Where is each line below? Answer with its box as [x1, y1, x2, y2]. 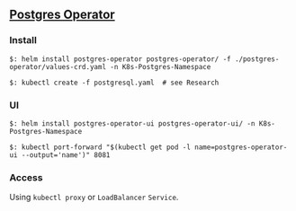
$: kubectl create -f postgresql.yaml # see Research [9, 78, 220, 87]
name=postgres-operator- [194, 143, 288, 152]
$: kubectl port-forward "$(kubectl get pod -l [9, 143, 192, 152]
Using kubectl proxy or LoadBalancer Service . [9, 192, 179, 203]
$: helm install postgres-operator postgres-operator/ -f [9, 54, 231, 64]
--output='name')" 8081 [21, 150, 111, 160]
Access [9, 171, 43, 183]
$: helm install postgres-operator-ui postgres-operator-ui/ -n [9, 119, 256, 128]
